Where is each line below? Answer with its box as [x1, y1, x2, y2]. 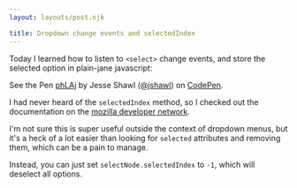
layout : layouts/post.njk [9, 12, 104, 22]
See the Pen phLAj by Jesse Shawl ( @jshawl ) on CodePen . [9, 79, 224, 90]
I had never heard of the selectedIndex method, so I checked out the [9, 96, 259, 107]
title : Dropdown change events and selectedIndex [9, 28, 196, 38]
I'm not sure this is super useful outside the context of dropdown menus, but [9, 123, 288, 133]
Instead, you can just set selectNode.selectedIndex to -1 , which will [9, 159, 255, 169]
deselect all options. [9, 169, 82, 179]
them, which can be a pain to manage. [9, 142, 148, 153]
